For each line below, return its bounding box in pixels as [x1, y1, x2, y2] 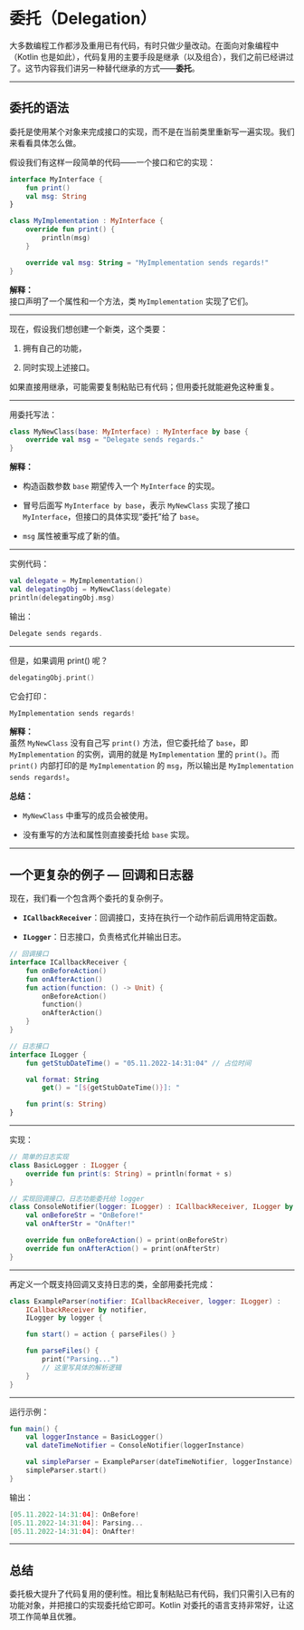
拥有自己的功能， [22, 342, 87, 354]
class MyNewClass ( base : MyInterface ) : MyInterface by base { [9, 427, 249, 436]
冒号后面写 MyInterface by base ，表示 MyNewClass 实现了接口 [22, 500, 251, 511]
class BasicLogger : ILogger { [9, 1160, 128, 1170]
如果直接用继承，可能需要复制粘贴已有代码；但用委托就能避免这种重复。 [9, 381, 279, 392]
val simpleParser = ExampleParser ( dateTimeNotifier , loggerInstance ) [25, 1458, 294, 1467]
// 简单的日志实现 [9, 1153, 70, 1162]
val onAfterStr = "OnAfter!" [25, 1219, 136, 1229]
